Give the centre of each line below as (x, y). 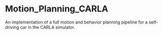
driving (12, 27)
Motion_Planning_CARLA (57, 9)
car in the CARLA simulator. (48, 27)
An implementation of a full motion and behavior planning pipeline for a (76, 22)
